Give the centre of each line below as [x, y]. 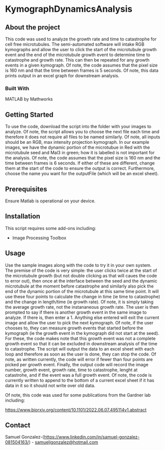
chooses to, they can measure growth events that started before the [74, 328]
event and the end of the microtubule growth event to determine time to [78, 55]
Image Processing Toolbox [39, 238]
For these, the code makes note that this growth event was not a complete [81, 338]
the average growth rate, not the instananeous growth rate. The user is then [82, 307]
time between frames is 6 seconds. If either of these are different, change [80, 163]
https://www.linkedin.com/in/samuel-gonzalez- [92, 437]
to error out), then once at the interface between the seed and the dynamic [81, 281]
